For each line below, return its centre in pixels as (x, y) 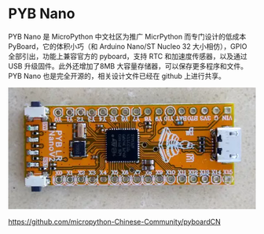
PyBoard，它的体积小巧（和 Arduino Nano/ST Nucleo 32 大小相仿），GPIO (128, 46)
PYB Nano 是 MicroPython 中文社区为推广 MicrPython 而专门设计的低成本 (127, 36)
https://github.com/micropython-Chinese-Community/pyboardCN (115, 221)
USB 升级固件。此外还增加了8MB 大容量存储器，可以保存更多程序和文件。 (128, 66)
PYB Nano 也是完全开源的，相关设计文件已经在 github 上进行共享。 (117, 76)
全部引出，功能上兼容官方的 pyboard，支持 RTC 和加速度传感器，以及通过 (128, 56)
